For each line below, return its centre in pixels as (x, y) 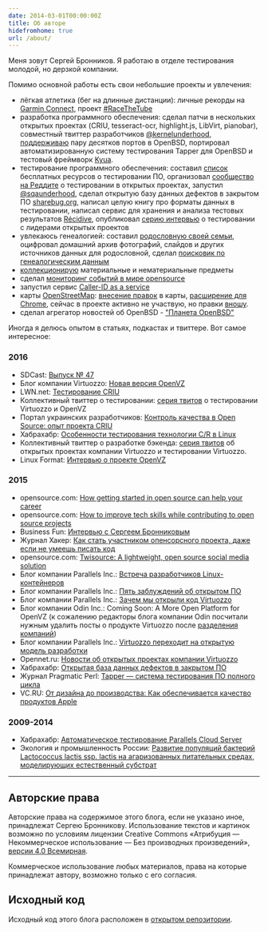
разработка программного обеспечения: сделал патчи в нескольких (138, 117)
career (31, 506)
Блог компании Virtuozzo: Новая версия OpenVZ (102, 383)
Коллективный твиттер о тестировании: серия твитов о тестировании (139, 400)
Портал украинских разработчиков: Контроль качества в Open (128, 417)
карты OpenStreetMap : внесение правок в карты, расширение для (133, 296)
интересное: (30, 337)
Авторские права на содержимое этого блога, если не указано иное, (126, 817)
